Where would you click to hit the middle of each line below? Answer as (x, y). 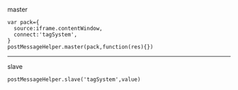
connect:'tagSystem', (46, 34)
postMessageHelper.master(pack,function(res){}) (80, 47)
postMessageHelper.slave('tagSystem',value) (74, 79)
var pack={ (23, 22)
